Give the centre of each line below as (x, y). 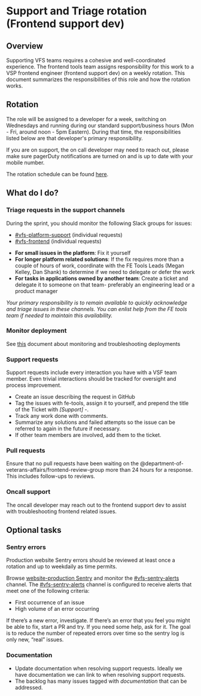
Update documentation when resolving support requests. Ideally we (98, 668)
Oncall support (28, 492)
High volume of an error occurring (57, 609)
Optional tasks (34, 530)
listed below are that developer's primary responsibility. (74, 138)
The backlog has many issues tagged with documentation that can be (101, 681)
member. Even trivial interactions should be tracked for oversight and (91, 379)
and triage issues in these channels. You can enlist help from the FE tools (97, 309)
